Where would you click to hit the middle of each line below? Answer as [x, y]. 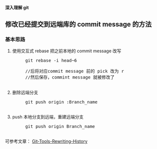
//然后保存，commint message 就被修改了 [70, 77]
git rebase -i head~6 [51, 61]
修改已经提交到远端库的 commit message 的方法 [78, 24]
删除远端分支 [25, 92]
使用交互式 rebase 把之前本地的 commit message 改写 [67, 51]
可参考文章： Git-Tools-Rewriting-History [46, 141]
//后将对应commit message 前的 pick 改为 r [75, 71]
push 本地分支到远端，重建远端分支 [48, 117]
